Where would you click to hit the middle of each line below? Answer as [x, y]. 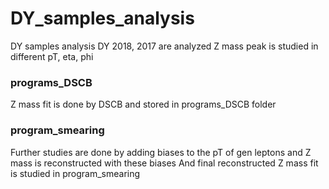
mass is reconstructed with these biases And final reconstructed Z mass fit [164, 163]
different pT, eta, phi [52, 56]
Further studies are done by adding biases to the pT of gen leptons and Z [161, 152]
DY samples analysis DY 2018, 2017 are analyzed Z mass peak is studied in [164, 46]
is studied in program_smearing [75, 173]
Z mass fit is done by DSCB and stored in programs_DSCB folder [143, 104]
